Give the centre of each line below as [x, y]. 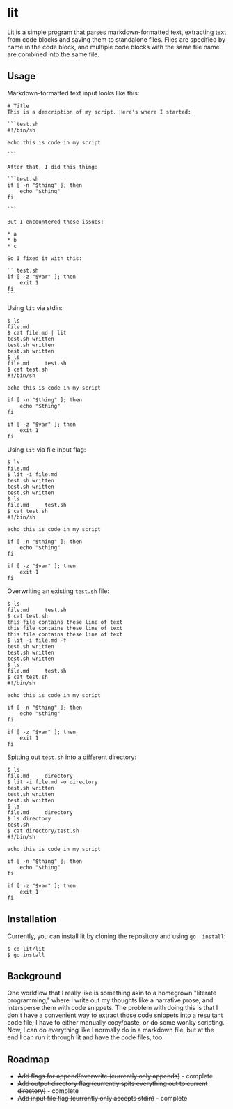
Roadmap [29, 1059]
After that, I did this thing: [53, 167]
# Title [18, 106]
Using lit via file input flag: [47, 449]
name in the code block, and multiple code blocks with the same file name [114, 47]
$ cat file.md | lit [37, 332]
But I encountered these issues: [56, 222]
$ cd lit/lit [26, 949]
